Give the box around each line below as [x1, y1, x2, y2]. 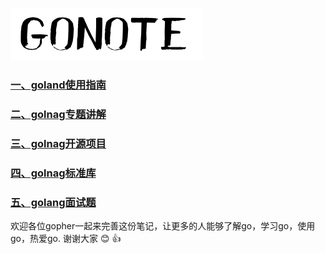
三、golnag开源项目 [10, 136, 107, 150]
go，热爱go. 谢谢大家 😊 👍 [10, 232, 122, 244]
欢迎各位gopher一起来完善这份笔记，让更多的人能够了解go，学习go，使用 [10, 219, 316, 232]
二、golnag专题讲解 [10, 107, 107, 121]
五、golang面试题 [10, 195, 97, 209]
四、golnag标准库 [10, 166, 97, 180]
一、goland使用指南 [10, 78, 107, 92]
